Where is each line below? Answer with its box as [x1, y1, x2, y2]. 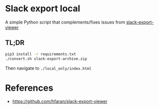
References [5, 82, 53, 93]
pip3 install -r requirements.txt [5, 52, 77, 56]
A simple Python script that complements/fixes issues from [5, 19, 125, 25]
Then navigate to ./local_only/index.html [5, 65, 92, 71]
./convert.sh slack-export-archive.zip [5, 56, 87, 61]
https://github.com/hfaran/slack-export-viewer [12, 99, 108, 105]
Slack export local [5, 3, 80, 14]
